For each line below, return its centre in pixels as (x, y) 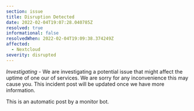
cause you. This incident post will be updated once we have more (85, 84)
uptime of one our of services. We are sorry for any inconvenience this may (97, 78)
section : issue (25, 11)
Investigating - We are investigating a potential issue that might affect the (94, 71)
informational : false (33, 33)
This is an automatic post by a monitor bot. (58, 101)
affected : (18, 44)
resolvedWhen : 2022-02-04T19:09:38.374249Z (60, 39)
